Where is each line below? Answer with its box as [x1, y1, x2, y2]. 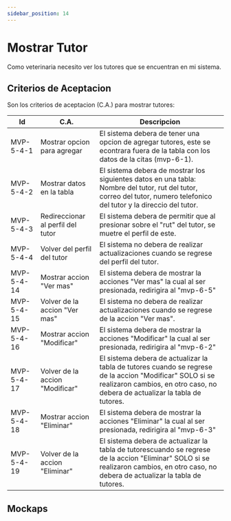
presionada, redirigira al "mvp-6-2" [99, 343, 217, 352]
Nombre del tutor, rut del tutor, [99, 183, 198, 193]
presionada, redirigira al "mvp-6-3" [99, 425, 217, 435]
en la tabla [40, 187, 74, 197]
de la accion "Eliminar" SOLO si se [99, 453, 210, 463]
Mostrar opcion [40, 137, 91, 147]
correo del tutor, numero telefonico [99, 192, 212, 201]
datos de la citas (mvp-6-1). [99, 154, 194, 164]
